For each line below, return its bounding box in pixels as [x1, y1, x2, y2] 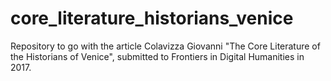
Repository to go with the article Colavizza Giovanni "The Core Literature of [10, 40, 321, 52]
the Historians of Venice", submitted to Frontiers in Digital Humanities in [10, 50, 305, 62]
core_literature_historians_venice [10, 7, 294, 30]
